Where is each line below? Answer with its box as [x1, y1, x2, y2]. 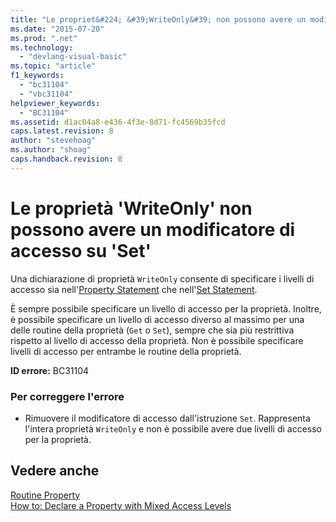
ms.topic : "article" [10, 61, 97, 71]
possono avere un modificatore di [10, 218, 296, 241]
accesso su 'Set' [10, 239, 152, 262]
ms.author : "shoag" [10, 145, 92, 155]
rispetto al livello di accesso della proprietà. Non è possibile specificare [10, 334, 304, 346]
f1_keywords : [10, 71, 65, 81]
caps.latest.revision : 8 [10, 126, 114, 136]
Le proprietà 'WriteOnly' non [10, 197, 253, 220]
